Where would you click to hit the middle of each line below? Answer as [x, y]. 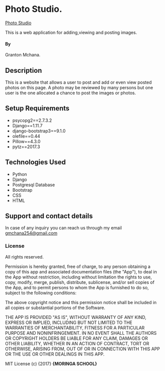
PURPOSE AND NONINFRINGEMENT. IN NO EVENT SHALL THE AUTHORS [81, 333]
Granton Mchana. [23, 55]
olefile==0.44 [26, 136]
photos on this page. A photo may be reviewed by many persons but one [79, 87]
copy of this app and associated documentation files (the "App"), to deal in [81, 271]
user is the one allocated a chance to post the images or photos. [71, 93]
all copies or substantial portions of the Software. [55, 308]
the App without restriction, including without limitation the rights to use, [79, 277]
